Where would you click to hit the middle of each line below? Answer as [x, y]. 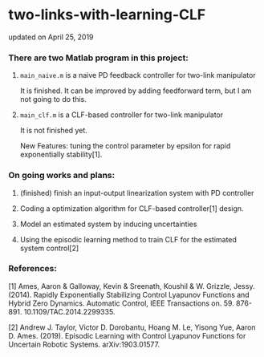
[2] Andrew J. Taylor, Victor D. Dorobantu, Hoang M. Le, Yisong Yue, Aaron [132, 327]
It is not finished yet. [54, 131]
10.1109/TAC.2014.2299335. [69, 311]
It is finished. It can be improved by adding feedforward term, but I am [136, 91]
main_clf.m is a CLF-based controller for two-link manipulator [122, 115]
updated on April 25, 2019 [51, 37]
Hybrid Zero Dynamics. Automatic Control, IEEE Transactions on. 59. [121, 303]
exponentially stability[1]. [61, 155]
